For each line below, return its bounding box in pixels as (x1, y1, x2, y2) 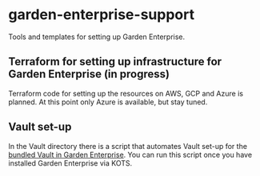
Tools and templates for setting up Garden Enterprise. (8, 32, 186, 41)
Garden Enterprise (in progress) (8, 68, 170, 81)
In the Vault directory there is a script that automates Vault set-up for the (8, 141, 248, 151)
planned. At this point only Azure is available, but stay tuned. (8, 97, 208, 107)
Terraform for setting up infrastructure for (8, 55, 222, 68)
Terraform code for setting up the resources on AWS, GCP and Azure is (8, 88, 244, 98)
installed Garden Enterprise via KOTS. (8, 158, 133, 168)
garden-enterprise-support (8, 6, 194, 24)
